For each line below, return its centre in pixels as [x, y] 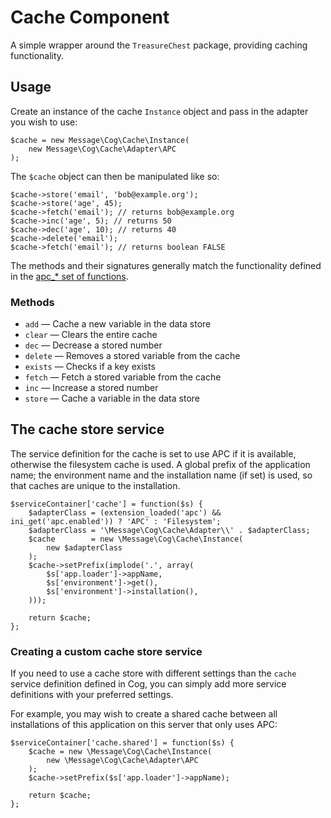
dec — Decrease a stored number [93, 345]
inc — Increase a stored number [91, 388]
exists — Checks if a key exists [90, 367]
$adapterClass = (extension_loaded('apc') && [125, 512]
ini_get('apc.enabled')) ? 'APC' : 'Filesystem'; [116, 521]
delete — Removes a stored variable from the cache [132, 356]
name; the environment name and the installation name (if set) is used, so [161, 475]
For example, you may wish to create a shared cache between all [144, 714]
